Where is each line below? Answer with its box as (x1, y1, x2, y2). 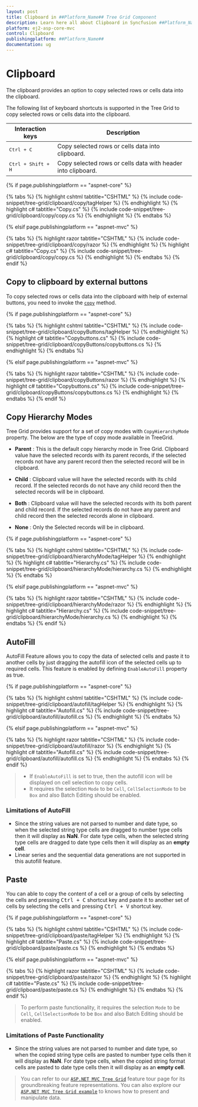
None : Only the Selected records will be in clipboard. (14, 524, 145, 531)
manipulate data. (20, 1094, 62, 1101)
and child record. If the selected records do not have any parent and (14, 506, 181, 513)
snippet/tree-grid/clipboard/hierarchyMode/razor (6, 601, 126, 608)
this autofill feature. (14, 858, 62, 865)
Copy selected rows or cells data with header (57, 159, 183, 167)
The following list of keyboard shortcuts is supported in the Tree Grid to (6, 104, 180, 111)
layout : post (6, 8, 38, 15)
